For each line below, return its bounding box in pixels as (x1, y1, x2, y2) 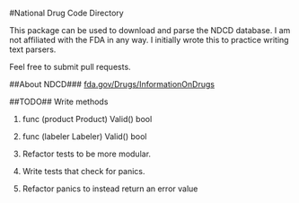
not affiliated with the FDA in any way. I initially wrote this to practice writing (9, 35, 289, 45)
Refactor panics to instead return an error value (22, 183, 198, 194)
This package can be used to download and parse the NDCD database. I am (9, 25, 291, 35)
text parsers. (9, 44, 57, 55)
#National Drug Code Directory (9, 8, 124, 18)
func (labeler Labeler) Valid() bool (22, 131, 147, 142)
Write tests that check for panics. (22, 166, 145, 176)
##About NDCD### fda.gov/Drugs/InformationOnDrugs (9, 79, 215, 89)
